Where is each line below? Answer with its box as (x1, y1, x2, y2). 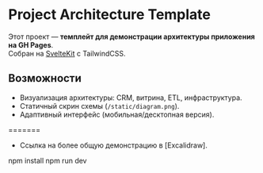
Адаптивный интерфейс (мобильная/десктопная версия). (19, 110, 215, 119)
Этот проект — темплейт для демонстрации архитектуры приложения (8, 32, 255, 41)
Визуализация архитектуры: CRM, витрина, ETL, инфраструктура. (19, 93, 243, 102)
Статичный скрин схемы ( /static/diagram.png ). (19, 101, 180, 110)
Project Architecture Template (8, 6, 212, 24)
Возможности (8, 71, 82, 85)
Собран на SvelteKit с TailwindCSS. (8, 48, 126, 58)
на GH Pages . (8, 40, 54, 49)
